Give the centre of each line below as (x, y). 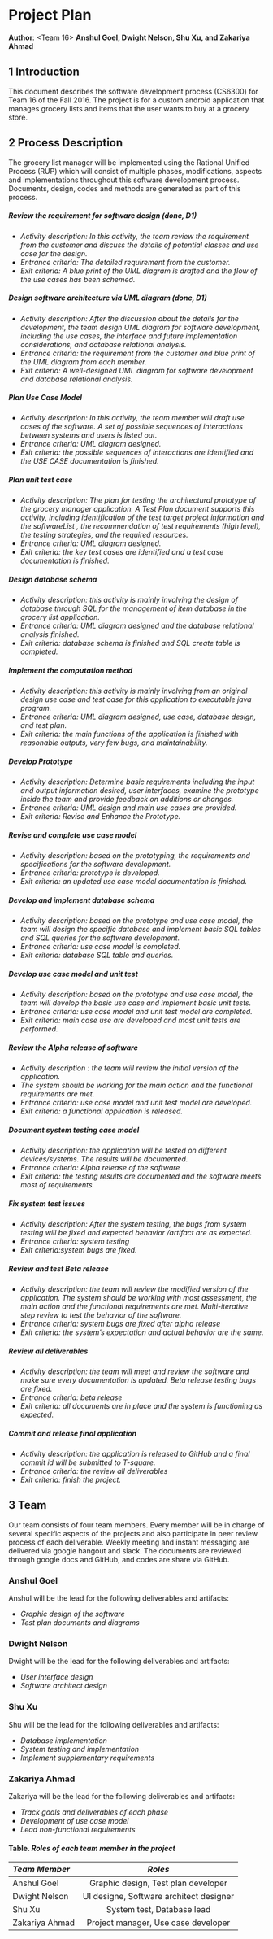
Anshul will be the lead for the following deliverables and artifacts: (119, 1598)
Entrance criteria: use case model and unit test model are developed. (136, 1103)
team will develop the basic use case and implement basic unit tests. (136, 1003)
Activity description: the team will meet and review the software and (134, 1371)
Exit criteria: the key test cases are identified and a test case (122, 552)
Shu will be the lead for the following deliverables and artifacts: (114, 1724)
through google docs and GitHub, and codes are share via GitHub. (119, 1559)
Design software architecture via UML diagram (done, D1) (108, 298)
